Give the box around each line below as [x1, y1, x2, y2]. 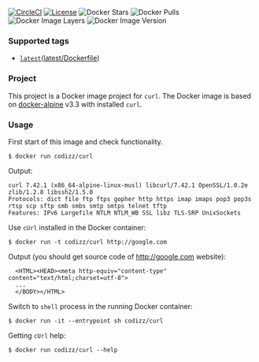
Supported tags [8, 35, 69, 47]
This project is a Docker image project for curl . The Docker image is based [8, 91, 252, 100]
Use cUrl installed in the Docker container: [8, 222, 146, 232]
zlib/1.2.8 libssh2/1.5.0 [8, 188, 93, 196]
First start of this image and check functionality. [8, 136, 163, 146]
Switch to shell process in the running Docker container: [8, 301, 193, 311]
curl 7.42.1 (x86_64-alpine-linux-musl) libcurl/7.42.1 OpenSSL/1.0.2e [8, 181, 248, 189]
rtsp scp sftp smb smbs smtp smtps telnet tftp [8, 202, 168, 210]
